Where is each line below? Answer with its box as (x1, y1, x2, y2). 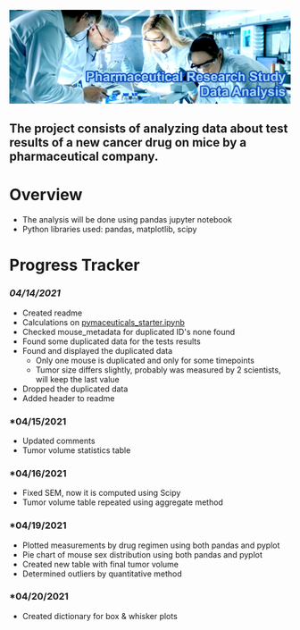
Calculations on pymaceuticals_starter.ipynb (21, 316, 186, 327)
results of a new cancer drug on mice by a (9, 135, 247, 150)
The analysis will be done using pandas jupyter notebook (21, 214, 232, 225)
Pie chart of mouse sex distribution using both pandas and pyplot (21, 549, 263, 559)
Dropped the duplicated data (21, 383, 129, 394)
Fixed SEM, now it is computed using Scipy (21, 488, 181, 499)
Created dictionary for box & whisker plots (21, 610, 179, 621)
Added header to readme (21, 392, 115, 403)
